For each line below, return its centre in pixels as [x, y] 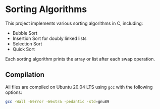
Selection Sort [27, 43]
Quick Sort [24, 49]
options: [14, 92]
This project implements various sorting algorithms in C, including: [74, 23]
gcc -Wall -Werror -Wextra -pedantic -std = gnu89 [57, 101]
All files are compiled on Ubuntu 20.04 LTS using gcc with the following [79, 87]
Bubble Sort [25, 33]
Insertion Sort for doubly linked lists [49, 38]
